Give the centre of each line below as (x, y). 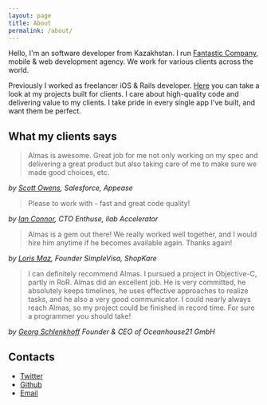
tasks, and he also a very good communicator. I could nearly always (139, 300)
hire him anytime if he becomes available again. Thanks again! (130, 243)
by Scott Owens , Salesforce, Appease (71, 188)
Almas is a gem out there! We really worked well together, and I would (142, 234)
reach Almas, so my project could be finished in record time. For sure (141, 308)
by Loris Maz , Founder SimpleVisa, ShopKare (82, 258)
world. (19, 70)
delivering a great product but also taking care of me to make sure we (142, 164)
